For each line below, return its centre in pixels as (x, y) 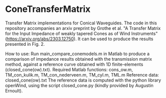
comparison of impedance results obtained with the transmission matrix (79, 59)
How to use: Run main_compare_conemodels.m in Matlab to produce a (78, 54)
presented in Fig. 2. (25, 44)
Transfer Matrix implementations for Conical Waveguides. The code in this (81, 23)
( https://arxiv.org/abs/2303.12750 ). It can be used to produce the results (79, 39)
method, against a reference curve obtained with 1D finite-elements (74, 64)
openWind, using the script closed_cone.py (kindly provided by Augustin (80, 85)
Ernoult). (14, 91)
